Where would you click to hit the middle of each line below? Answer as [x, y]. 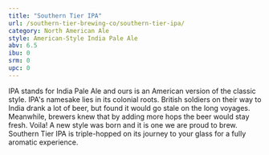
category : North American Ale [59, 31]
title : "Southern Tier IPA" [55, 16]
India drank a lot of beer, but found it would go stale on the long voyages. [129, 108]
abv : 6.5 [23, 46]
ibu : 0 [19, 53]
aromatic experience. [43, 142]
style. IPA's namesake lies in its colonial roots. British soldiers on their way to [135, 99]
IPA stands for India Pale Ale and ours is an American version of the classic [132, 91]
